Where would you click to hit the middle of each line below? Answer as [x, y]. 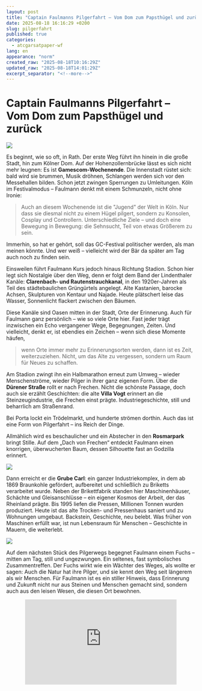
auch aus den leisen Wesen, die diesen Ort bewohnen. [74, 591]
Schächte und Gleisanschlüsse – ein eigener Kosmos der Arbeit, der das [96, 497]
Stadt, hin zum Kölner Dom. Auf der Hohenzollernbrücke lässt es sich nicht [99, 163]
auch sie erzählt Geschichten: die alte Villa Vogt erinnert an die [85, 394]
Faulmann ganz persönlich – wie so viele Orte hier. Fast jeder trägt [88, 319]
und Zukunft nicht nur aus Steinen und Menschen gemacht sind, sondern [97, 585]
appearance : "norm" [31, 57]
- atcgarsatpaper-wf [37, 46]
